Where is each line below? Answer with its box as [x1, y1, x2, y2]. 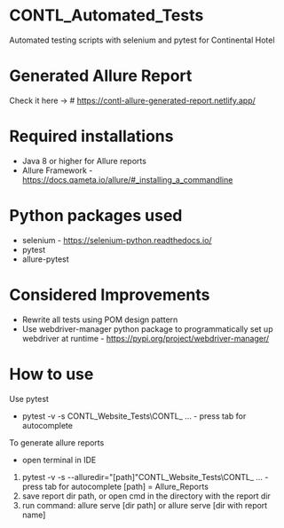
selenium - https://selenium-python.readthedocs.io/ [21, 234, 212, 245]
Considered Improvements [9, 285, 210, 304]
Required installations [9, 126, 174, 146]
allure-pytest [21, 254, 69, 264]
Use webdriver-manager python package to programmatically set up [21, 323, 273, 334]
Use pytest [9, 393, 49, 404]
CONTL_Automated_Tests [9, 5, 204, 26]
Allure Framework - [21, 165, 93, 176]
